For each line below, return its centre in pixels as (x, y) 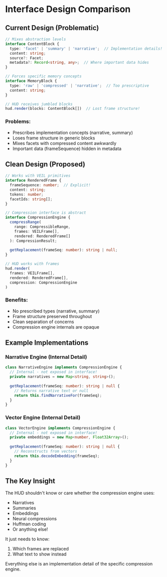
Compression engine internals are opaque (56, 327)
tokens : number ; (27, 194)
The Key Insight (30, 481)
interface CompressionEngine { (38, 218)
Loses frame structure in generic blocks (54, 138)
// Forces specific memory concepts (43, 76)
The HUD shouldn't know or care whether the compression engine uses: (80, 493)
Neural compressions (34, 519)
